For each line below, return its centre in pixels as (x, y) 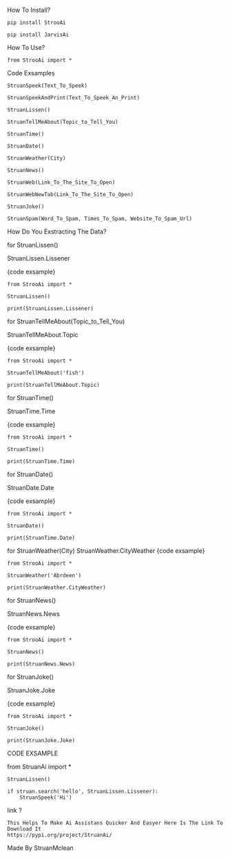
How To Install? (29, 10)
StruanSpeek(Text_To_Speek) (48, 86)
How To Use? (26, 47)
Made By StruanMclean (40, 848)
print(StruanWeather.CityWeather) (57, 587)
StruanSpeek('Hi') (46, 797)
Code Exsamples (31, 73)
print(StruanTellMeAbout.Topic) (53, 385)
